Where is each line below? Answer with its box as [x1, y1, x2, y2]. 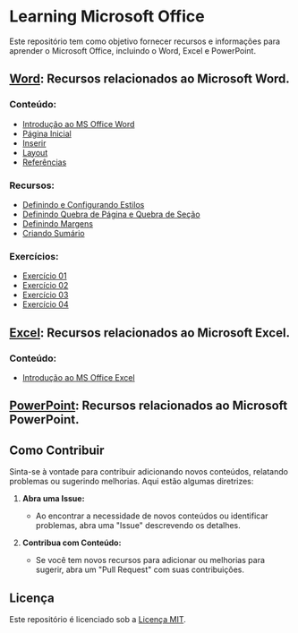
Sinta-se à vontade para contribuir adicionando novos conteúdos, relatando [9, 466, 289, 477]
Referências [21, 157, 67, 167]
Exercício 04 [21, 299, 69, 310]
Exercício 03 [21, 289, 69, 301]
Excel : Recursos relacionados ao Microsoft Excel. [9, 325, 291, 340]
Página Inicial [21, 128, 72, 139]
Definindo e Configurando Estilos [21, 199, 145, 210]
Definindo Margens [21, 218, 94, 229]
